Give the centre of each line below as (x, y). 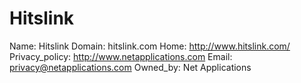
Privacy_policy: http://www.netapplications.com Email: (121, 56)
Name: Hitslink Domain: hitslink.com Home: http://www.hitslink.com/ (150, 46)
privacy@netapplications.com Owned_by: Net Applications (130, 67)
